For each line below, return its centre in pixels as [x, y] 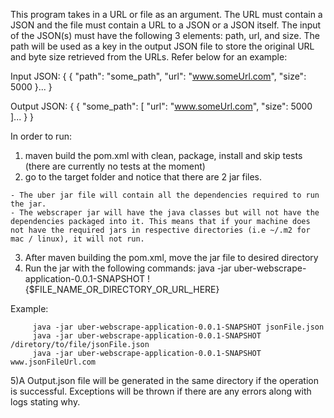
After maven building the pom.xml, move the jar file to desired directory [171, 257]
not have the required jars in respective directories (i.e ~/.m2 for [160, 230]
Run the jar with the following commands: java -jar [128, 268]
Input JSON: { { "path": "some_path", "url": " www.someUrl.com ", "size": [158, 76]
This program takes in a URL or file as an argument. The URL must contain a [166, 14]
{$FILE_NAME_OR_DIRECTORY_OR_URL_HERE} [122, 289]
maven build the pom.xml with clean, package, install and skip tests [163, 155]
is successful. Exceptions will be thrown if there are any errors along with [161, 391]
